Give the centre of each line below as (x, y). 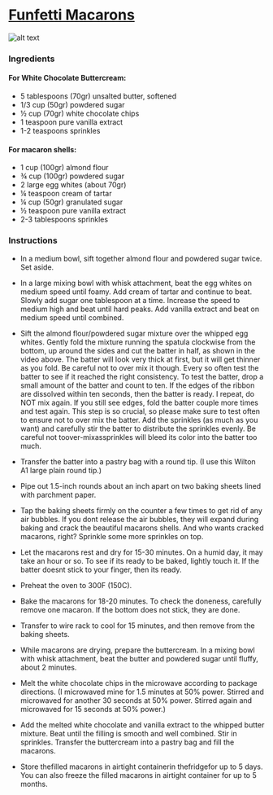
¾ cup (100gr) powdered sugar (72, 176)
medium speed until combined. (72, 317)
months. (34, 784)
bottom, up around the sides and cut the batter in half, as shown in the (138, 350)
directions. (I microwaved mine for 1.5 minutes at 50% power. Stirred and (142, 692)
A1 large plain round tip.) (61, 470)
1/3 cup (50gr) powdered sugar (72, 105)
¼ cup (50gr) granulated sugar (71, 202)
